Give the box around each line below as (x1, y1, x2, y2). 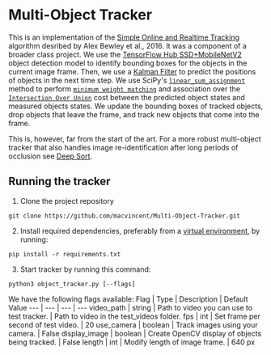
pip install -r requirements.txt (8, 250, 121, 258)
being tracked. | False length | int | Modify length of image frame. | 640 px (8, 337, 256, 347)
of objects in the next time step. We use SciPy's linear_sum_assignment (8, 75, 245, 85)
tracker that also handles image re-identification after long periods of (8, 142, 239, 152)
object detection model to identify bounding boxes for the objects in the (8, 58, 248, 68)
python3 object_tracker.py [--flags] (8, 280, 136, 288)
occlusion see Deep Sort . (8, 151, 93, 161)
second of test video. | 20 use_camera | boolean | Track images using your (8, 319, 259, 329)
